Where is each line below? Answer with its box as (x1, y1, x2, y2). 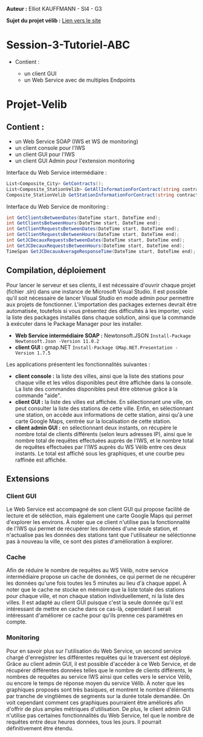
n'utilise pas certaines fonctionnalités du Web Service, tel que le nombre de (6, 712, 195, 719)
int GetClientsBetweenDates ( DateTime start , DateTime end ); (6, 215, 161, 221)
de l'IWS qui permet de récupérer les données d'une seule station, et (6, 525, 178, 533)
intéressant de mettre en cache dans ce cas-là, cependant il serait (6, 605, 171, 613)
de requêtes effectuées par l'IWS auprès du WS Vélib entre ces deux (14, 443, 187, 451)
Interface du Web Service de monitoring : (6, 203, 109, 210)
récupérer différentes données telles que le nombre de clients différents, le (6, 667, 193, 674)
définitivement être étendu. (6, 724, 74, 732)
